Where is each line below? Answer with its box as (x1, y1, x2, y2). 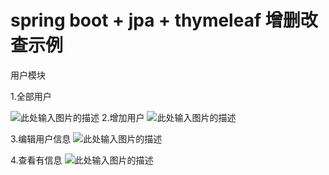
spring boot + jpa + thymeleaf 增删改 (10, 9, 318, 32)
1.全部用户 (10, 90, 52, 102)
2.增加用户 (101, 111, 145, 123)
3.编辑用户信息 (10, 132, 72, 145)
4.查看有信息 (10, 154, 63, 166)
